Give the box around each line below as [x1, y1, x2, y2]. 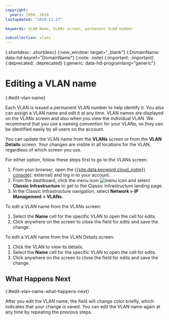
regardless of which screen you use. [5, 147, 82, 153]
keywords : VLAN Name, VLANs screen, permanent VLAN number [5, 26, 133, 31]
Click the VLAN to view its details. [12, 244, 84, 250]
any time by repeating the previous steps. [5, 309, 93, 315]
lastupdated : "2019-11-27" [5, 17, 63, 22]
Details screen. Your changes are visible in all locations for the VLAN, [5, 141, 151, 148]
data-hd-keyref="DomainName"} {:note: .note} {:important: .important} [5, 54, 154, 61]
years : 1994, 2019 [10, 12, 49, 17]
